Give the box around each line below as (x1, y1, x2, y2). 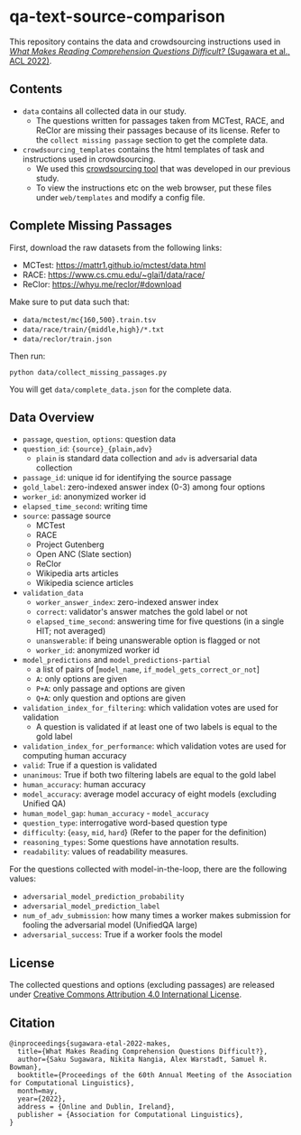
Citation (9, 1015, 56, 1030)
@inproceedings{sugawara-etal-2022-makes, (9, 1039, 171, 1048)
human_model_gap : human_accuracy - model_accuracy (22, 808, 209, 819)
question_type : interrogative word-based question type (22, 817, 228, 828)
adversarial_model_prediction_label (22, 902, 160, 911)
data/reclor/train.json (22, 334, 113, 344)
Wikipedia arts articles (35, 568, 119, 579)
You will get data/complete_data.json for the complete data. (9, 384, 233, 395)
